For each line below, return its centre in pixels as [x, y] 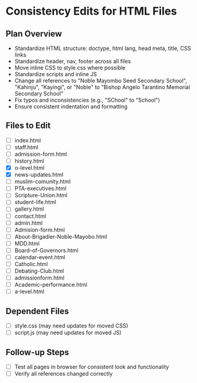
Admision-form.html [40, 230]
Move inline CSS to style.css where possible [70, 68]
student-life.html [35, 202]
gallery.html [29, 209]
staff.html [26, 147]
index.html [28, 140]
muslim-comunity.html [43, 181]
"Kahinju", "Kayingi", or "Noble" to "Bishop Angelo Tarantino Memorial [102, 87]
